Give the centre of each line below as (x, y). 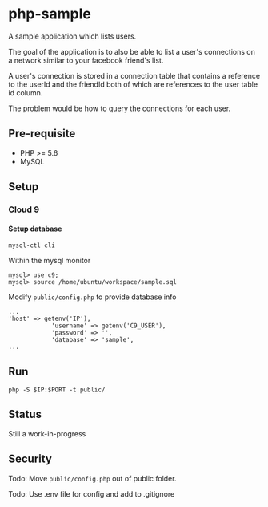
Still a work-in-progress (47, 433)
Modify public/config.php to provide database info (92, 297)
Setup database (35, 229)
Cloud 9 (24, 209)
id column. (26, 92)
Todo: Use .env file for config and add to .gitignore (92, 493)
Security (30, 459)
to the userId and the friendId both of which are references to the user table (133, 84)
